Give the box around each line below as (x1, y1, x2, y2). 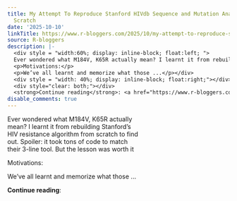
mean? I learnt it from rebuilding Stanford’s (7, 123, 132, 130)
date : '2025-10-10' (7, 23, 65, 30)
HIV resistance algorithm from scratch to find (7, 130, 139, 138)
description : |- (7, 43, 55, 50)
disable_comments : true (7, 96, 78, 103)
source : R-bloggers (7, 37, 65, 44)
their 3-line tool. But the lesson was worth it (7, 145, 134, 153)
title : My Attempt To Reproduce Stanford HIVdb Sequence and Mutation (7, 10, 219, 18)
